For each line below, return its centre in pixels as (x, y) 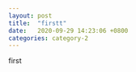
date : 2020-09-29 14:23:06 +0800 (68, 30)
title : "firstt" (38, 23)
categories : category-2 (49, 38)
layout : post (30, 16)
